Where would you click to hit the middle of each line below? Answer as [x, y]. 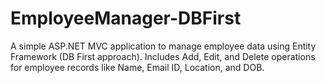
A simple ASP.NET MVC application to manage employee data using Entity [163, 46]
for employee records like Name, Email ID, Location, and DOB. [137, 67]
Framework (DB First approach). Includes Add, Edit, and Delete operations [163, 56]
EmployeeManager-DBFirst [126, 18]
